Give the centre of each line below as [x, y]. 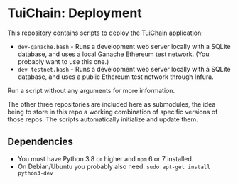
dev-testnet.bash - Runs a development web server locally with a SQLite [124, 69]
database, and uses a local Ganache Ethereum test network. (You [113, 54]
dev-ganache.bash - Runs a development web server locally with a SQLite [124, 46]
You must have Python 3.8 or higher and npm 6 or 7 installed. [106, 158]
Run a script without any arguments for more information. [91, 90]
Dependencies [40, 142]
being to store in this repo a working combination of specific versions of [113, 112]
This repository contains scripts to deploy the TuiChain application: [106, 33]
